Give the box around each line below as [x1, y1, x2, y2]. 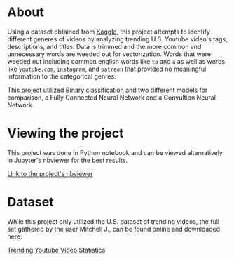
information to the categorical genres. [7, 72, 117, 81]
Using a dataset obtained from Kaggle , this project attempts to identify [7, 27, 210, 36]
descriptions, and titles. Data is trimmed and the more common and [7, 42, 202, 51]
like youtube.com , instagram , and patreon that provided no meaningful [7, 65, 207, 73]
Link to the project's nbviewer [7, 169, 93, 178]
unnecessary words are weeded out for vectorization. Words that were [7, 50, 212, 58]
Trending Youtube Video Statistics [7, 246, 106, 254]
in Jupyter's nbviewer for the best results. [7, 156, 128, 164]
